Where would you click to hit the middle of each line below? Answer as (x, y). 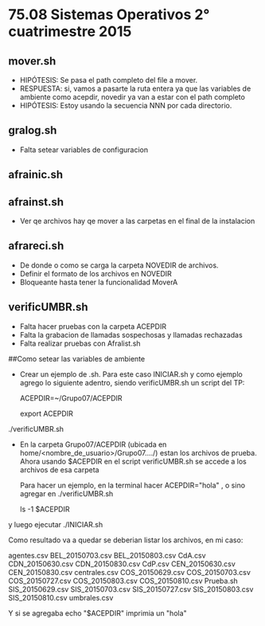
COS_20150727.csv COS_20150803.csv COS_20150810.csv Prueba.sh (123, 581)
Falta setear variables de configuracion (84, 150)
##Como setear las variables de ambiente (77, 358)
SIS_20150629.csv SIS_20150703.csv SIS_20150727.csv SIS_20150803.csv (131, 589)
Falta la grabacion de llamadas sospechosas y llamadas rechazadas (131, 335)
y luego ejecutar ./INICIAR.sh (56, 524)
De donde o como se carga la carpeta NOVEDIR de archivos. (119, 265)
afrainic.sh (36, 175)
